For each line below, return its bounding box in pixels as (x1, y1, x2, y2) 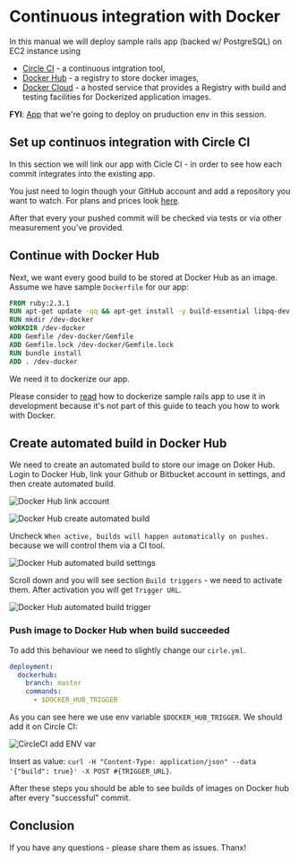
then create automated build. (9, 478, 116, 490)
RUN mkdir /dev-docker (9, 316, 94, 325)
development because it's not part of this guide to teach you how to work (9, 400, 280, 411)
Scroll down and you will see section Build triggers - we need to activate (9, 575, 283, 586)
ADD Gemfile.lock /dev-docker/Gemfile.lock (9, 340, 175, 349)
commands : (25, 687, 63, 696)
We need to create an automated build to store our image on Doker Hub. (9, 459, 276, 470)
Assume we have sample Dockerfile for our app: (9, 281, 190, 292)
